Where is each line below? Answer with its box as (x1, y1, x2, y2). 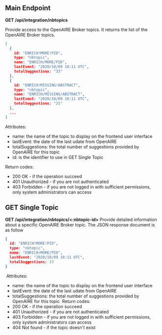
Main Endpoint (5, 4, 51, 12)
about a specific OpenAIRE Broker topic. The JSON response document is (5, 222, 155, 227)
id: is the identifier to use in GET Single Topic (12, 154, 103, 160)
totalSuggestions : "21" (14, 101, 63, 106)
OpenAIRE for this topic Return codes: (12, 298, 91, 304)
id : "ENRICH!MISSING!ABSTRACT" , (14, 82, 80, 88)
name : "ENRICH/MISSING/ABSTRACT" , (14, 92, 85, 97)
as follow (5, 227, 24, 233)
